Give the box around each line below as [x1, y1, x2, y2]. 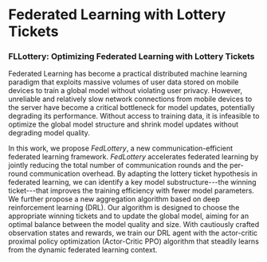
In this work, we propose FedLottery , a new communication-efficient [8, 143, 234, 153]
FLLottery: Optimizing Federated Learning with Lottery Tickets [8, 51, 255, 62]
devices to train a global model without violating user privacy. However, [8, 86, 243, 96]
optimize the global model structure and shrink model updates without [8, 119, 239, 129]
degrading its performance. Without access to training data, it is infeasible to [8, 111, 260, 121]
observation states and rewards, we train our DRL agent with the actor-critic [8, 229, 258, 238]
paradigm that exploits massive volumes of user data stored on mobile [8, 77, 239, 87]
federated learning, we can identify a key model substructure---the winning [8, 178, 257, 187]
